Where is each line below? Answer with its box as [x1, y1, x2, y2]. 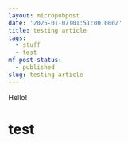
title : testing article [8, 26, 87, 34]
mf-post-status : [8, 56, 62, 64]
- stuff [15, 41, 41, 49]
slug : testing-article [8, 71, 83, 79]
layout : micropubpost [8, 11, 80, 20]
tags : [8, 33, 26, 42]
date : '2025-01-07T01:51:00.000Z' [8, 19, 123, 27]
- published [15, 64, 56, 71]
